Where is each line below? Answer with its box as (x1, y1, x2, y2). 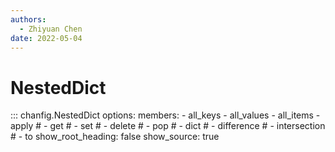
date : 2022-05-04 (10, 33, 83, 43)
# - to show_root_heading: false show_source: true (10, 131, 220, 143)
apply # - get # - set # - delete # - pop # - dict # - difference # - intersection (10, 120, 326, 132)
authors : (10, 14, 47, 25)
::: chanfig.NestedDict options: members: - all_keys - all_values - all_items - (10, 109, 321, 121)
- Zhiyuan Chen (19, 24, 83, 34)
